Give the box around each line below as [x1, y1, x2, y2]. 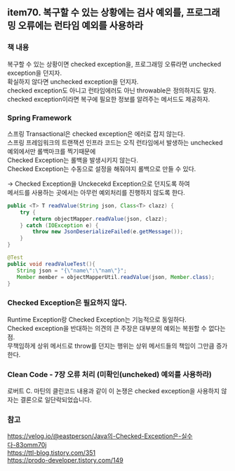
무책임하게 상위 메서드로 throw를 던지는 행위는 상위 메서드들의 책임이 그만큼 [7, 341, 215, 350]
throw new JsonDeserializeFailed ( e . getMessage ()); [32, 228, 184, 235]
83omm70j [15, 441, 47, 449]
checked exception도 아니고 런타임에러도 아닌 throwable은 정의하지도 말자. [7, 86, 216, 95]
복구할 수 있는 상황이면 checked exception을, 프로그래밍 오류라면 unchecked [7, 60, 222, 68]
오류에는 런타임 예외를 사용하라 [18, 20, 144, 32]
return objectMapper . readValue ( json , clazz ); [32, 215, 168, 222]
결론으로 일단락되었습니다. [20, 395, 93, 404]
